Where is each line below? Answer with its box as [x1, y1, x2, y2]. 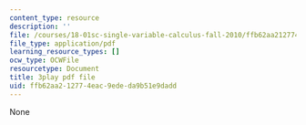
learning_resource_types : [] [9, 47, 120, 57]
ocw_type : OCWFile [9, 56, 79, 65]
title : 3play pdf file [9, 73, 96, 82]
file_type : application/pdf [9, 38, 117, 48]
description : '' [9, 22, 71, 31]
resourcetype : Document [9, 65, 100, 74]
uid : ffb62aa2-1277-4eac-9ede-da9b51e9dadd [9, 81, 178, 90]
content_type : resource [9, 13, 100, 23]
